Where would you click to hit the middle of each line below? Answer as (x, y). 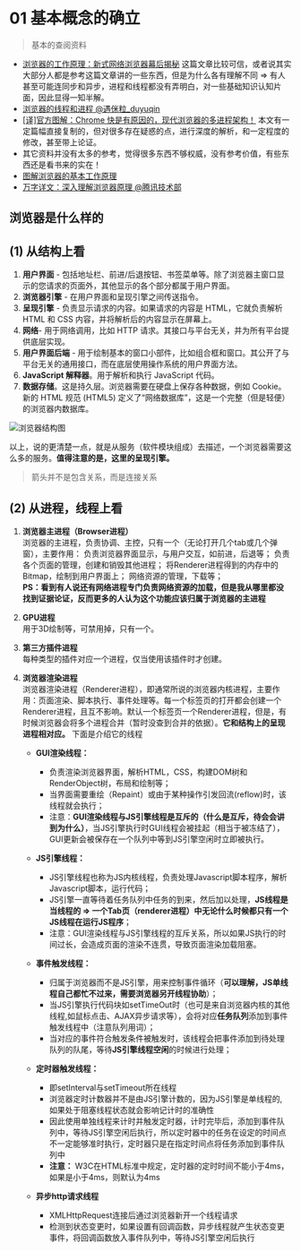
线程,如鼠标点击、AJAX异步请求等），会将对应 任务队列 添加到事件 (168, 1015)
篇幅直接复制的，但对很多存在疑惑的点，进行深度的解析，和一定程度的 (159, 131)
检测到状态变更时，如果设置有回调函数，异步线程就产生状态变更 (167, 1226)
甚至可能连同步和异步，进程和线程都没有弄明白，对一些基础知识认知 (148, 86)
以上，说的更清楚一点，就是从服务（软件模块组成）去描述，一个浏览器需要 (146, 447)
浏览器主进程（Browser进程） (77, 531)
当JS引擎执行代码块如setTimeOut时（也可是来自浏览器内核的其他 (169, 1005)
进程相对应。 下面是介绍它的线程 (82, 733)
